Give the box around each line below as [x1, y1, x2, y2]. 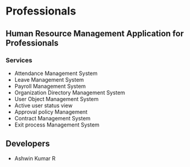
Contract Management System [14, 114, 91, 122]
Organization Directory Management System [14, 89, 125, 96]
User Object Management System [14, 95, 99, 102]
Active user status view [14, 102, 73, 109]
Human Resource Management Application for [5, 28, 184, 39]
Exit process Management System [14, 121, 100, 128]
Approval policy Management [14, 108, 88, 116]
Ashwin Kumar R [14, 154, 55, 162]
